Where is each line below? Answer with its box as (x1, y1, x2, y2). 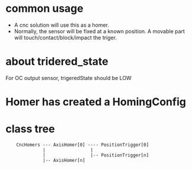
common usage (5, 2, 84, 15)
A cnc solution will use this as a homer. (14, 21, 110, 28)
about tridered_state (5, 55, 108, 68)
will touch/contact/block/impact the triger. (14, 34, 117, 41)
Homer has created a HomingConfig (5, 95, 186, 109)
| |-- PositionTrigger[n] (43, 152, 149, 158)
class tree (5, 122, 55, 136)
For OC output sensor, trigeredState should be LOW (5, 74, 132, 81)
